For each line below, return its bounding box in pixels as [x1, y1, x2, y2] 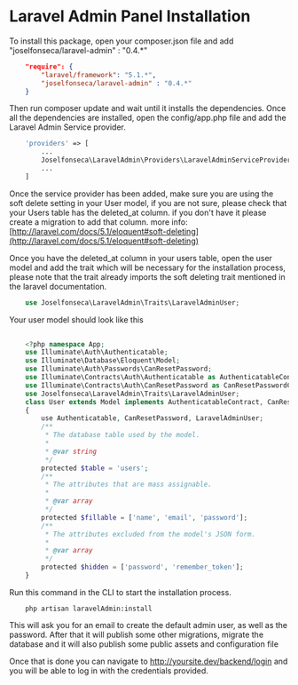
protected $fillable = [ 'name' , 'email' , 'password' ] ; [41, 513, 248, 522]
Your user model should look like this [9, 314, 144, 325]
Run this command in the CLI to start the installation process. [9, 586, 232, 597]
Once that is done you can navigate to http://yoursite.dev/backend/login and [9, 656, 288, 666]
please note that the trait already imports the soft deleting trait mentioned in [9, 271, 286, 282]
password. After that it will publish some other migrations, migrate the [9, 629, 264, 640]
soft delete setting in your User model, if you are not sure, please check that [9, 197, 287, 208]
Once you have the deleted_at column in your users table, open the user [9, 252, 273, 263]
